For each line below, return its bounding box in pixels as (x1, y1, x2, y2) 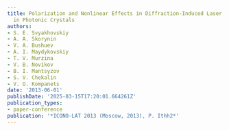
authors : (7, 23, 32, 30)
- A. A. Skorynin (7, 36, 57, 43)
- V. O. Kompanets (7, 80, 60, 87)
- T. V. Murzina (7, 55, 53, 62)
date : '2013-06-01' (7, 87, 63, 94)
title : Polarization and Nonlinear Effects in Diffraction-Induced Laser (7, 10, 223, 17)
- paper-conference (7, 106, 63, 113)
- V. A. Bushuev (7, 42, 53, 49)
